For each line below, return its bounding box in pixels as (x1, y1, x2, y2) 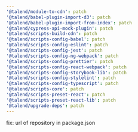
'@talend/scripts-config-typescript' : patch (6, 81, 119, 87)
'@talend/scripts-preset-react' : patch (6, 92, 106, 98)
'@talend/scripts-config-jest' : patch (6, 48, 103, 54)
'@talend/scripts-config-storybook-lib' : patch (6, 70, 127, 76)
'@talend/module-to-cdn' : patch (6, 8, 87, 15)
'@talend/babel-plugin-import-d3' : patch (6, 14, 111, 20)
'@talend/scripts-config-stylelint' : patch (6, 75, 116, 81)
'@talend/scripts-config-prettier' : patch (6, 58, 114, 64)
